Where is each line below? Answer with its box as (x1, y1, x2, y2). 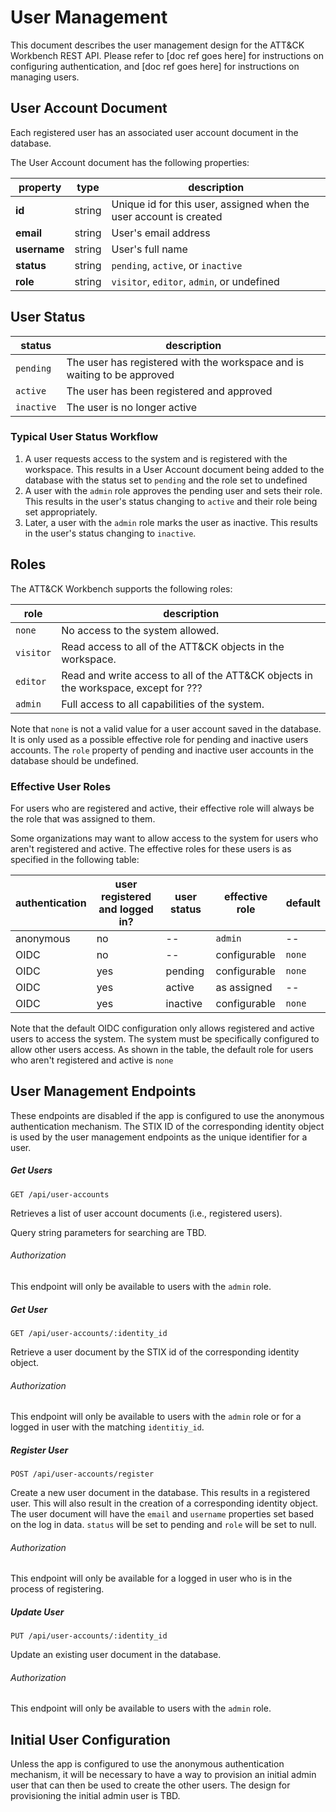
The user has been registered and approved (66, 384, 273, 398)
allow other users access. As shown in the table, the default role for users (10, 1043, 314, 1055)
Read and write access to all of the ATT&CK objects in (61, 668, 313, 682)
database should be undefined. (10, 754, 139, 766)
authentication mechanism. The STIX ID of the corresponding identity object (10, 1120, 325, 1132)
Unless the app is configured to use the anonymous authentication (10, 1758, 285, 1770)
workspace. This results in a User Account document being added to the (24, 463, 325, 475)
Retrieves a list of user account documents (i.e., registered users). (10, 1207, 283, 1219)
